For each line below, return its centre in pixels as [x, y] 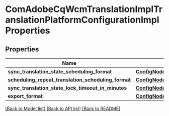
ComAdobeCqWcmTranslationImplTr [84, 9]
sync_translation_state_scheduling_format [60, 72]
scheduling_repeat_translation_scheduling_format [69, 80]
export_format [25, 96]
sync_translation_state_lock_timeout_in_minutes [67, 88]
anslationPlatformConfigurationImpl [82, 20]
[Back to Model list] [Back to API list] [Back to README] [63, 108]
